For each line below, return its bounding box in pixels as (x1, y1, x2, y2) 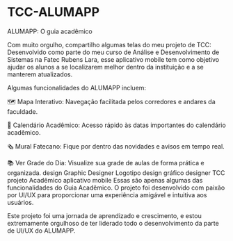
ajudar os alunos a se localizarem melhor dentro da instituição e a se (7, 63, 204, 71)
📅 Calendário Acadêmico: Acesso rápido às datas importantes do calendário (7, 121, 226, 129)
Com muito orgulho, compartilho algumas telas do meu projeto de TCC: (7, 40, 211, 49)
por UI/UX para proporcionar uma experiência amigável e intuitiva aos (7, 190, 207, 199)
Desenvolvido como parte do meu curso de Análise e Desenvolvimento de (7, 48, 220, 56)
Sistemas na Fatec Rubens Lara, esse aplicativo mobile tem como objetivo (7, 55, 220, 63)
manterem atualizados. (7, 70, 73, 78)
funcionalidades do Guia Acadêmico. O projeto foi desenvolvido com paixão (7, 183, 225, 192)
